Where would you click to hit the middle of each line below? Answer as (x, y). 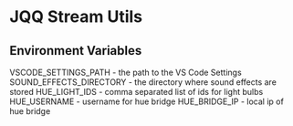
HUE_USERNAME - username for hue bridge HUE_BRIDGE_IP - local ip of (147, 101)
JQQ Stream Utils (76, 17)
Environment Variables (76, 51)
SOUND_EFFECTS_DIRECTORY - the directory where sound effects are (143, 82)
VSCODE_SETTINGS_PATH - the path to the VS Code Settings (126, 72)
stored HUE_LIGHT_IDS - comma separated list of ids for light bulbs (136, 92)
